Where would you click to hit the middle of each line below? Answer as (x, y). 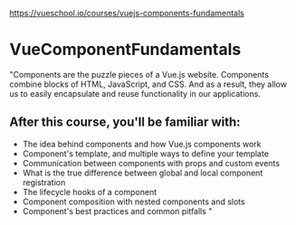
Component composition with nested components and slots (134, 202)
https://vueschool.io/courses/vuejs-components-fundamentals (127, 13)
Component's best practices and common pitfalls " (117, 211)
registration (44, 182)
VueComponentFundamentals (125, 50)
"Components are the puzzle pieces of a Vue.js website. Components (139, 74)
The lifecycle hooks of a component (90, 192)
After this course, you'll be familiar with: (125, 122)
